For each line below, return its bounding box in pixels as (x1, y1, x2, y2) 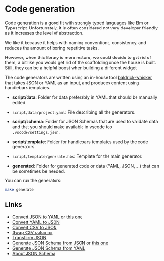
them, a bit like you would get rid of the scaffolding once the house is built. (5, 59, 156, 65)
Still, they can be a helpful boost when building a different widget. (5, 65, 138, 71)
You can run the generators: (5, 177, 62, 183)
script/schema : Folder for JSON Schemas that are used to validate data (12, 118, 158, 124)
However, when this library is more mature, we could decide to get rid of (5, 54, 151, 60)
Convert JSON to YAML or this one (12, 214, 82, 220)
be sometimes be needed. (12, 168, 65, 174)
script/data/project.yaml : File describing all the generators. (12, 109, 136, 115)
